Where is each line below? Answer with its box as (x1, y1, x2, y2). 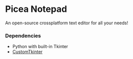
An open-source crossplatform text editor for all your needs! (5, 20, 128, 26)
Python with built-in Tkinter (12, 44, 68, 50)
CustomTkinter (12, 49, 43, 55)
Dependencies (5, 32, 41, 39)
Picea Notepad (5, 3, 67, 15)
